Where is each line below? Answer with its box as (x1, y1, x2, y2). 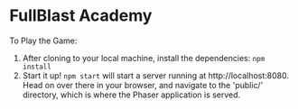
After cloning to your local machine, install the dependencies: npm (22, 52, 265, 63)
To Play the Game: (9, 35, 78, 46)
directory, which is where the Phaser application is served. (22, 89, 241, 100)
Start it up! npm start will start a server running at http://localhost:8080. (22, 69, 289, 81)
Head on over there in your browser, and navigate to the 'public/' (22, 79, 264, 90)
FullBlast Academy (9, 5, 153, 26)
